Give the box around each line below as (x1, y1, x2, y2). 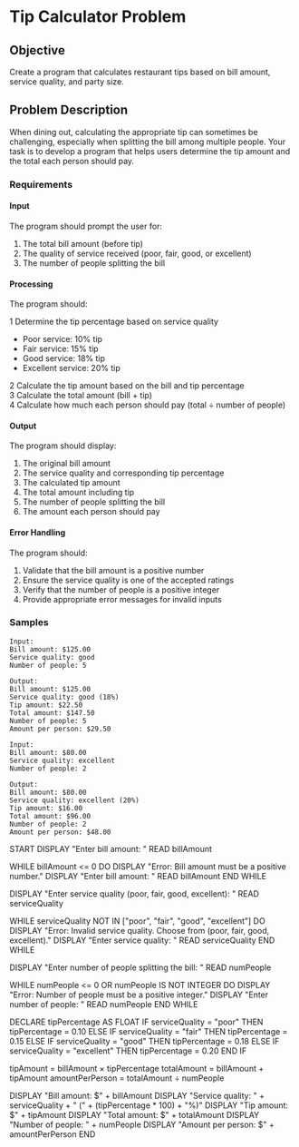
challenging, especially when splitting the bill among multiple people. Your (9, 136, 286, 147)
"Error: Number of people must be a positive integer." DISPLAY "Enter (9, 989, 269, 1000)
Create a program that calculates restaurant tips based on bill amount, (9, 66, 271, 77)
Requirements (9, 178, 73, 191)
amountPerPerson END (9, 1128, 96, 1140)
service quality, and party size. (9, 76, 124, 87)
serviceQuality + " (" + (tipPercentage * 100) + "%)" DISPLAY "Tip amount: (9, 1100, 288, 1111)
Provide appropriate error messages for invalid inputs (22, 593, 222, 604)
